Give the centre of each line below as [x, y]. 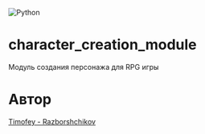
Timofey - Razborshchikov [52, 121]
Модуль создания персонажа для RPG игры [84, 67]
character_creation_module [102, 45]
